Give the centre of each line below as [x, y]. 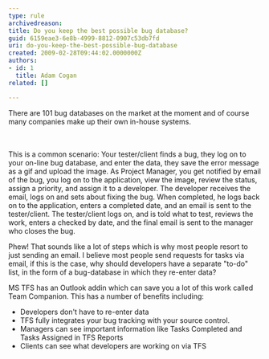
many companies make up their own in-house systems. [100, 121]
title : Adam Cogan [47, 75]
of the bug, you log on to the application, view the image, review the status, [133, 179]
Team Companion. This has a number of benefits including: [106, 296]
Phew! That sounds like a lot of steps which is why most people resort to [128, 247]
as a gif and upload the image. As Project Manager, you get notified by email [134, 171]
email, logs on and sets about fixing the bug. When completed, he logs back [134, 197]
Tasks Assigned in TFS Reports [71, 337]
